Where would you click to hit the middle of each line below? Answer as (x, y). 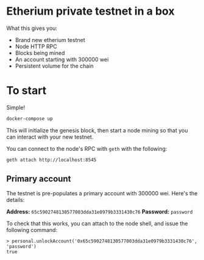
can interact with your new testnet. (50, 137)
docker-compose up (30, 118)
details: (16, 200)
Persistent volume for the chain (54, 66)
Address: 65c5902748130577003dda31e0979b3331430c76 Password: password (100, 212)
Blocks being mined (40, 52)
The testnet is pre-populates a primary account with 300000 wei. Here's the (102, 193)
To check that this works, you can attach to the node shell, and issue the (97, 223)
